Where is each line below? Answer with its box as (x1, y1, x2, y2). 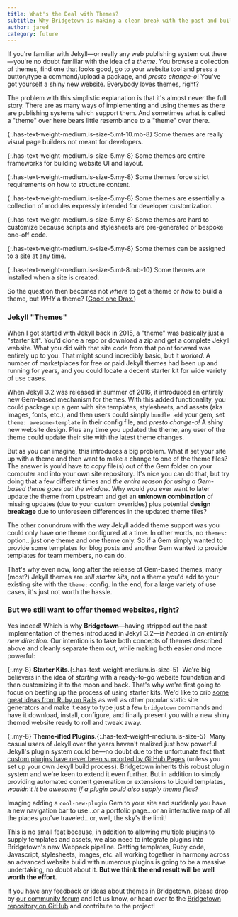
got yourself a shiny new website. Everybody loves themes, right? (7, 80, 200, 89)
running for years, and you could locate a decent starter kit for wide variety (7, 366, 227, 375)
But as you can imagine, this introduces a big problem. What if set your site (7, 446, 227, 455)
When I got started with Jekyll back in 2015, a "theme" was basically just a (7, 328, 225, 337)
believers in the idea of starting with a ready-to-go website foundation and (7, 672, 225, 681)
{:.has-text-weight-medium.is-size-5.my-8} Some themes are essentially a (7, 194, 225, 203)
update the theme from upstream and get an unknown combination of (7, 492, 214, 500)
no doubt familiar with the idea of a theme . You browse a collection (33, 58, 229, 66)
